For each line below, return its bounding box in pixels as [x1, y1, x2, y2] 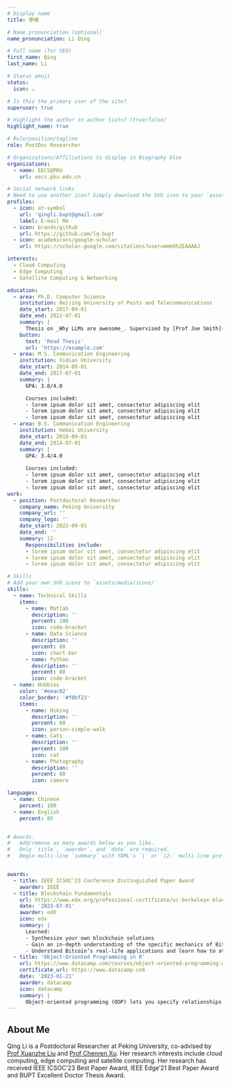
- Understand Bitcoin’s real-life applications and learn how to [25, 947, 216, 954]
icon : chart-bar [31, 649, 78, 656]
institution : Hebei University [19, 427, 109, 433]
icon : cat [31, 752, 60, 759]
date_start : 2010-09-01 [19, 433, 88, 440]
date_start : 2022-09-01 [19, 523, 88, 529]
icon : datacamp [19, 986, 63, 992]
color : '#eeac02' [19, 688, 69, 695]
